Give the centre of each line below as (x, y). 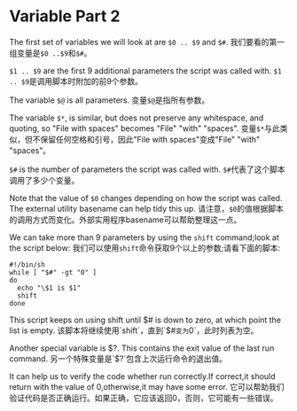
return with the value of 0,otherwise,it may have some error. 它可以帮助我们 (147, 386)
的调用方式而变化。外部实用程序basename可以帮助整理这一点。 (125, 220)
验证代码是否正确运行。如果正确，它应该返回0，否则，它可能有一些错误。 (144, 398)
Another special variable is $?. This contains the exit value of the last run (142, 348)
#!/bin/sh (27, 264)
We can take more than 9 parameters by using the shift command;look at (144, 237)
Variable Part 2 (65, 16)
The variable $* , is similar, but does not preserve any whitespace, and (137, 118)
